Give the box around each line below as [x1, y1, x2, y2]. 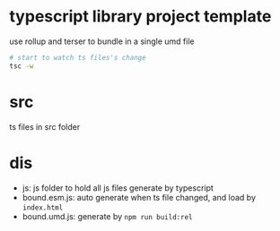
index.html [22, 203, 64, 212]
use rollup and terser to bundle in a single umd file [9, 36, 195, 47]
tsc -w [9, 61, 34, 71]
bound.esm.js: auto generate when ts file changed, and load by [22, 192, 257, 202]
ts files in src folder [9, 121, 81, 132]
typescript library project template [9, 6, 272, 27]
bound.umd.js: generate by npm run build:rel [22, 210, 193, 221]
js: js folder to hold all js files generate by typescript [22, 182, 214, 193]
